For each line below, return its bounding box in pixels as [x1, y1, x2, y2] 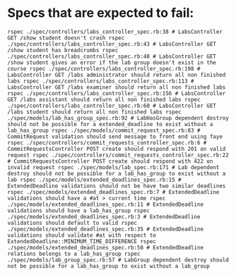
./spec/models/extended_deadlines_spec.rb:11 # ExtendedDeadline [7, 201, 203, 208]
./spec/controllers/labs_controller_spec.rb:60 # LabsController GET [7, 102, 217, 109]
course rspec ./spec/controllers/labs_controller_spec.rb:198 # [7, 65, 201, 72]
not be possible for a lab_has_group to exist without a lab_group [7, 262, 211, 269]
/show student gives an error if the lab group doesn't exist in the [7, 59, 217, 66]
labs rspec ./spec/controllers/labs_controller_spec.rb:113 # [7, 78, 194, 85]
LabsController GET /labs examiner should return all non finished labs [7, 83, 226, 91]
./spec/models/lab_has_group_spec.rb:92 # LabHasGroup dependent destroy [7, 114, 230, 121]
